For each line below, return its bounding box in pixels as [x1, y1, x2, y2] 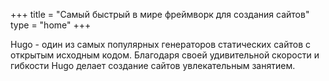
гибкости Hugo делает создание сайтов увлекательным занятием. [10, 60, 296, 71]
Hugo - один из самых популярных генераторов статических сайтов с [10, 39, 311, 50]
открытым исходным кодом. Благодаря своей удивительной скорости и [10, 49, 320, 61]
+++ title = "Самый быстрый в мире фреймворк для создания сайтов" [10, 9, 310, 20]
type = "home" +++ [10, 19, 92, 31]
